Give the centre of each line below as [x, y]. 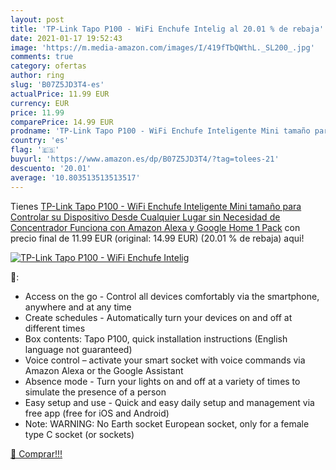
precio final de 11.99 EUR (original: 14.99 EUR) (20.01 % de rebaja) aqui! [157, 238]
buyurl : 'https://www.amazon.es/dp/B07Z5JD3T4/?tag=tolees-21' [145, 159]
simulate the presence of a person [95, 392]
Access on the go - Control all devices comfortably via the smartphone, [172, 296]
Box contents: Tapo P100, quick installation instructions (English [156, 338]
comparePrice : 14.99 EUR [62, 122]
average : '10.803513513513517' [75, 177]
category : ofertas [48, 66]
